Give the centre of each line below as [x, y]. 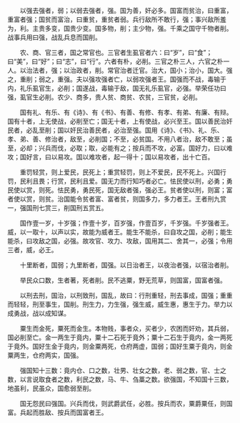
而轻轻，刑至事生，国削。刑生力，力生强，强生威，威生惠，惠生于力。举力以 [120, 304]
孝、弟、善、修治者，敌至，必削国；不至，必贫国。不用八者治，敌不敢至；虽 [120, 139]
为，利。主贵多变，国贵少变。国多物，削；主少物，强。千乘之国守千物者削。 [120, 28]
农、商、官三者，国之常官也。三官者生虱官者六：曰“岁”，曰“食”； [116, 53]
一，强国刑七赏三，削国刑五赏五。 [57, 208]
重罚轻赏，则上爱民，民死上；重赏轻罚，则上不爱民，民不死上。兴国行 [123, 172]
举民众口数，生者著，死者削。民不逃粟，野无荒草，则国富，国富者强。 [123, 280]
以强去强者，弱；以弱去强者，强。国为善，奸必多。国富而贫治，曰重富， [126, 10]
